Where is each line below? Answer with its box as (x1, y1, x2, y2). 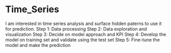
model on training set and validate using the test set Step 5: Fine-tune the (5, 37, 160, 43)
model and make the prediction (5, 42, 71, 48)
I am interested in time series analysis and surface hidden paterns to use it (5, 20, 162, 26)
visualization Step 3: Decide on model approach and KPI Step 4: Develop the (5, 31, 166, 37)
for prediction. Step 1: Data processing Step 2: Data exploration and (5, 25, 147, 32)
